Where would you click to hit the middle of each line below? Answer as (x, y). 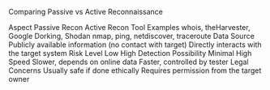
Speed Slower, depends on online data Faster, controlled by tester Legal (129, 62)
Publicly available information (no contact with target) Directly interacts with (135, 45)
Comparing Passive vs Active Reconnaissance (86, 12)
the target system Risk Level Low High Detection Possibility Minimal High (130, 53)
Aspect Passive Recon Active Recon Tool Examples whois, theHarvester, (129, 27)
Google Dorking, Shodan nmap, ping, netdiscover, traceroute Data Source (132, 36)
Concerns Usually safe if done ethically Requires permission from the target (135, 71)
